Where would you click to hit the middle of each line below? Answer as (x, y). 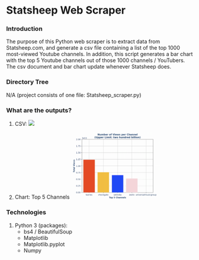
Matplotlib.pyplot (44, 244)
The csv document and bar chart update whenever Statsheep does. (89, 67)
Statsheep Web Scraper (66, 10)
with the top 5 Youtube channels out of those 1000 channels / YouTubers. (96, 60)
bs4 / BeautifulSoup (48, 232)
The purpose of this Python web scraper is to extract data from (83, 41)
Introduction (24, 29)
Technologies (26, 212)
